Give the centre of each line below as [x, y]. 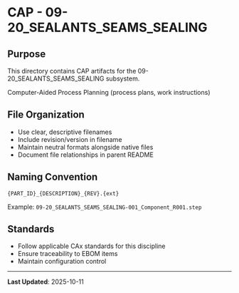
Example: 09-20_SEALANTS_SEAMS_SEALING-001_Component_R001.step [105, 207]
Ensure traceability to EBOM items [68, 254]
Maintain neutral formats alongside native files [85, 147]
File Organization [46, 115]
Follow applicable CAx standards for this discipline [91, 246]
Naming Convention [53, 177]
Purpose [27, 54]
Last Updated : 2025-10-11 [46, 282]
